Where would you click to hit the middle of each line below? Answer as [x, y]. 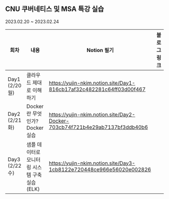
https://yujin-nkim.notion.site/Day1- [92, 83]
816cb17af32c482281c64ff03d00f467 [97, 89]
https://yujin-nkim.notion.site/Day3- [92, 163]
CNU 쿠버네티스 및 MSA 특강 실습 [55, 9]
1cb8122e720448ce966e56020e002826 [100, 169]
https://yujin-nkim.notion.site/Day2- [92, 114]
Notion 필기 [100, 50]
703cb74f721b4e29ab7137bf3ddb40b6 [98, 127]
